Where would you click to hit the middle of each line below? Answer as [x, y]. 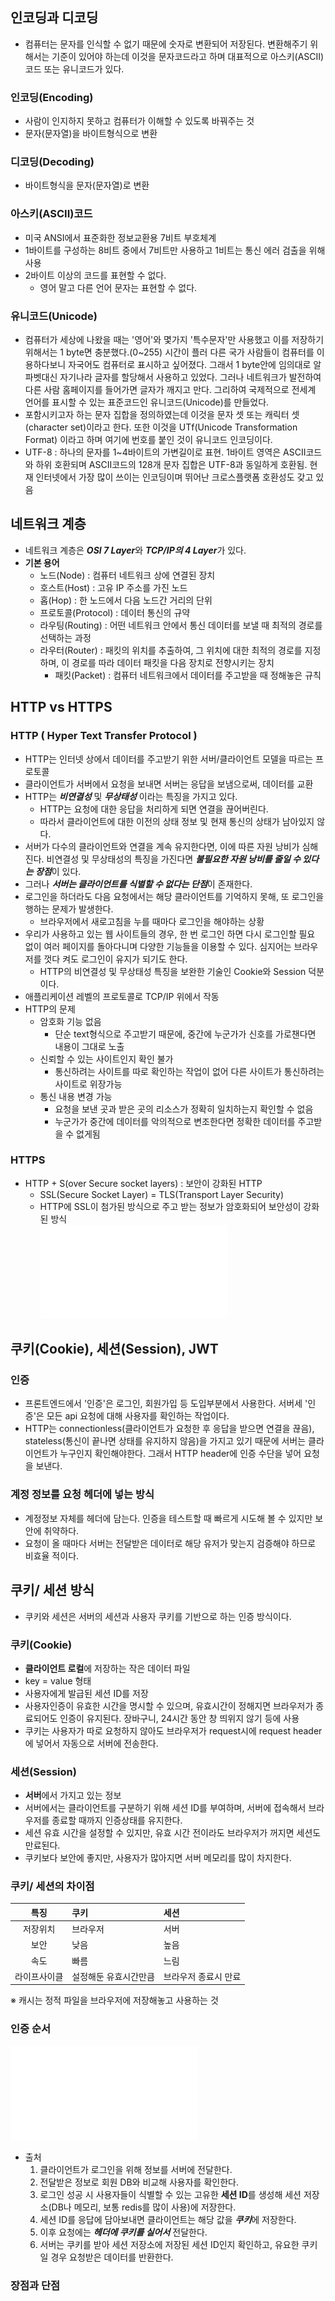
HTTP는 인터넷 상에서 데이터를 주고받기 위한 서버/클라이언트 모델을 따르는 [169, 759]
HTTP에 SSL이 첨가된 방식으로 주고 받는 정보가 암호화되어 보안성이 [170, 1206]
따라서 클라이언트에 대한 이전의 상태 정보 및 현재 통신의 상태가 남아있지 [177, 821]
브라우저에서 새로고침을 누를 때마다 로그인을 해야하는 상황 [152, 921]
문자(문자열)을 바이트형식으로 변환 [91, 134]
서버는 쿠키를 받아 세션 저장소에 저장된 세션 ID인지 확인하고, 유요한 [169, 2244]
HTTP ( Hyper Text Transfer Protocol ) [104, 736]
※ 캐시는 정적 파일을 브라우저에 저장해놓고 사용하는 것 [114, 2000]
